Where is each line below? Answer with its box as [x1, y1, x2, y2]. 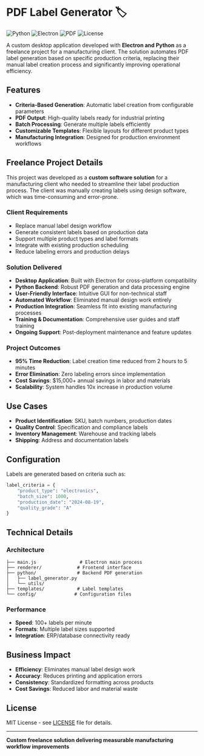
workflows [15, 140, 42, 147]
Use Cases [6, 401, 48, 411]
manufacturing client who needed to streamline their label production [6, 180, 180, 187]
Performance [6, 605, 47, 614]
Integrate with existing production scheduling [15, 241, 129, 249]
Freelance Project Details [6, 158, 103, 168]
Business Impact [6, 650, 71, 660]
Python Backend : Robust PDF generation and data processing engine [15, 283, 190, 291]
